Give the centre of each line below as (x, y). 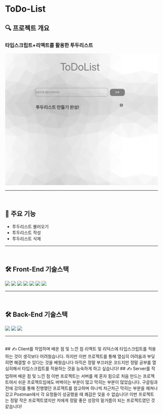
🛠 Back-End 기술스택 (36, 315)
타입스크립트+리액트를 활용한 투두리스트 (49, 45)
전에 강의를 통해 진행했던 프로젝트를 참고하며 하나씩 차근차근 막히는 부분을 (75, 388)
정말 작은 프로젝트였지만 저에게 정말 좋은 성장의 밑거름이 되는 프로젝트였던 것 (82, 400)
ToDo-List (25, 9)
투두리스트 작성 (26, 232)
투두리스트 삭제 (26, 238)
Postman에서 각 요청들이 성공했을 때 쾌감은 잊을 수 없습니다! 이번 (75, 395)
